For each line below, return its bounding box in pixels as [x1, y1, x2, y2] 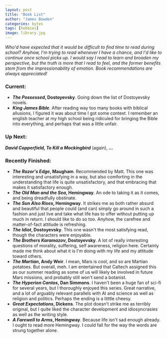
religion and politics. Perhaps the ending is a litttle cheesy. [12, 295, 132, 302]
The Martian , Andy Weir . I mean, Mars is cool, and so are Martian [12, 258, 148, 264]
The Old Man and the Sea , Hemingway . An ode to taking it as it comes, [12, 189, 160, 195]
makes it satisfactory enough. [12, 184, 74, 190]
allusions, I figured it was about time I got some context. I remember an [12, 110, 158, 116]
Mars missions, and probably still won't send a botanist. [12, 274, 127, 280]
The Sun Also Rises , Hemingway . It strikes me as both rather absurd [12, 200, 154, 206]
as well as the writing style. [12, 311, 69, 317]
